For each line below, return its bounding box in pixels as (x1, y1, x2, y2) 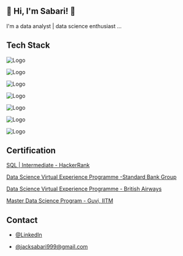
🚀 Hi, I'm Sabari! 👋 (6, 6, 76, 17)
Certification (6, 145, 56, 156)
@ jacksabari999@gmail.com (15, 243, 88, 250)
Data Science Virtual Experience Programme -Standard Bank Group (6, 173, 177, 181)
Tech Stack (6, 40, 50, 51)
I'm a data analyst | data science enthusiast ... (6, 22, 122, 29)
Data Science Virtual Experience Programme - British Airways (6, 185, 162, 193)
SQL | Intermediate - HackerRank (6, 162, 90, 169)
